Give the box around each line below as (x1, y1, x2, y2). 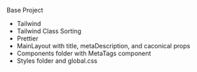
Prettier (16, 34, 39, 43)
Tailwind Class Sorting (16, 27, 81, 35)
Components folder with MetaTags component (16, 49, 151, 57)
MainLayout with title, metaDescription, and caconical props (16, 42, 191, 50)
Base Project (6, 6, 43, 14)
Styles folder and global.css (16, 57, 97, 65)
